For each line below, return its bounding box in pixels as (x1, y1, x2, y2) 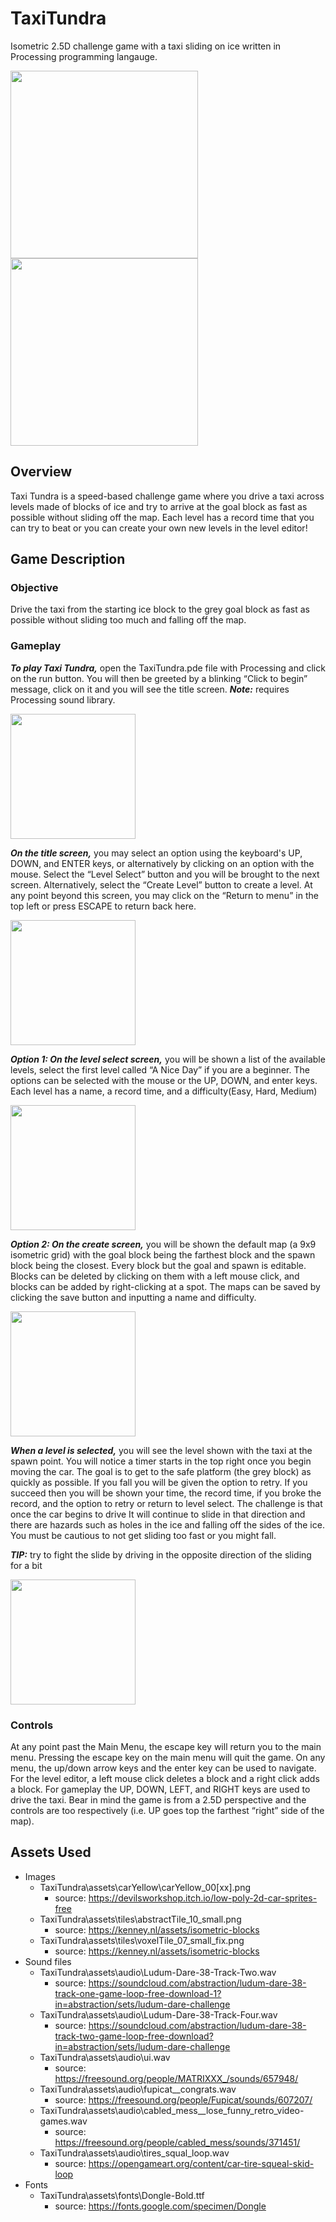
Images (24, 1870, 56, 1882)
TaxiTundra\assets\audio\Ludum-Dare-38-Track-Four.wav (39, 2008, 278, 2021)
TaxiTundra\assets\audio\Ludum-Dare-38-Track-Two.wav (39, 1966, 277, 1978)
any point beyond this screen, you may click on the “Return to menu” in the (10, 889, 319, 901)
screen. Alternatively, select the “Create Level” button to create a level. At (10, 878, 313, 891)
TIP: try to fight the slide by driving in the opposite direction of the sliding (10, 1548, 312, 1561)
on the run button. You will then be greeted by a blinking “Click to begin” (10, 672, 308, 684)
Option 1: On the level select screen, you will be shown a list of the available (10, 1053, 326, 1065)
